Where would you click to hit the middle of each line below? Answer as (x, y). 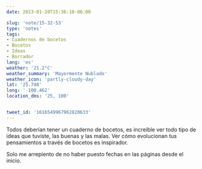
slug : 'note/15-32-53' (35, 23)
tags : (13, 34)
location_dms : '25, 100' (38, 96)
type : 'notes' (24, 28)
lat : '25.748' (24, 85)
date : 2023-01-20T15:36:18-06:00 (49, 12)
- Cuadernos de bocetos (37, 40)
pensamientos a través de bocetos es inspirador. (67, 142)
